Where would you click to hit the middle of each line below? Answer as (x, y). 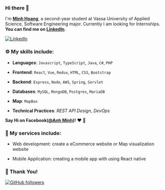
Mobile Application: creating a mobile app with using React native (79, 159)
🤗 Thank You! (22, 172)
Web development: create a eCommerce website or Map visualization (83, 144)
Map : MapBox (25, 101)
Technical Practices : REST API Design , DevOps (61, 111)
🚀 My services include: (33, 133)
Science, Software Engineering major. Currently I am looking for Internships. (83, 24)
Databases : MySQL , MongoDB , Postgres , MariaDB (58, 91)
